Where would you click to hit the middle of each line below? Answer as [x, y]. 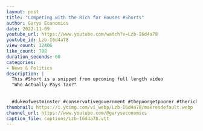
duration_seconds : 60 [34, 57]
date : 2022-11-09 [28, 29]
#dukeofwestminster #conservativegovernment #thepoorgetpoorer [93, 101]
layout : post [23, 12]
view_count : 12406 [29, 46]
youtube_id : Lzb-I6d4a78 [37, 40]
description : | [25, 74]
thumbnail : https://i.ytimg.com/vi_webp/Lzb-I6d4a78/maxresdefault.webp [100, 107]
